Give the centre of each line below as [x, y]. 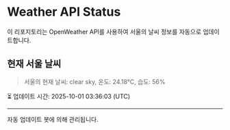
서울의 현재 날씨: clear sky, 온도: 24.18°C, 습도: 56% [94, 81]
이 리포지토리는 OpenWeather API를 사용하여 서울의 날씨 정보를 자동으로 [104, 31]
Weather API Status [64, 12]
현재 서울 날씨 [34, 64]
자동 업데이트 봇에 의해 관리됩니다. [53, 119]
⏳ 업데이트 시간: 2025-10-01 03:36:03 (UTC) [69, 96]
